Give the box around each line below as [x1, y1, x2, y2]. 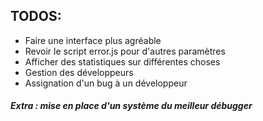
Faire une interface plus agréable [24, 34, 162, 46]
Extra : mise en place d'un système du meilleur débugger [10, 100, 253, 112]
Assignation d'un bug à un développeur [24, 77, 188, 89]
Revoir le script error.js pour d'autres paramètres [24, 45, 226, 57]
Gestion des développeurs [24, 66, 134, 78]
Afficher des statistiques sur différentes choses [24, 55, 221, 68]
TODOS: [10, 8, 62, 25]
